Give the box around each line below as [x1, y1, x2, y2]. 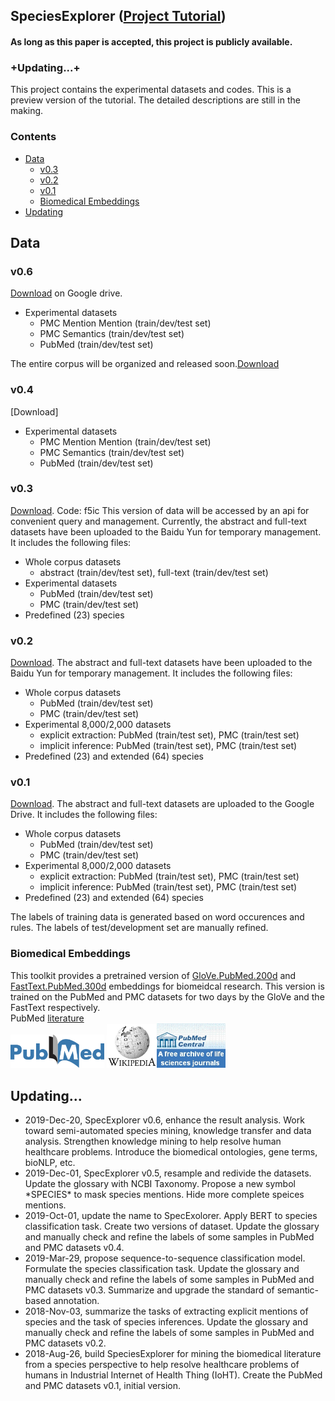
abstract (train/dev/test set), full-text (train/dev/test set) [39, 566, 269, 578]
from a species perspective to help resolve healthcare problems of [24, 1358, 300, 1370]
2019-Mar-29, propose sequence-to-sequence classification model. [24, 1252, 306, 1264]
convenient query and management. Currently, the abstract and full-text [10, 515, 307, 527]
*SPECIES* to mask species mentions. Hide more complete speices [24, 1188, 305, 1200]
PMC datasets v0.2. [24, 1337, 107, 1349]
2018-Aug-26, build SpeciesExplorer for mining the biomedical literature [24, 1347, 322, 1359]
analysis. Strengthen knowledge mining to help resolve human [24, 1135, 282, 1147]
